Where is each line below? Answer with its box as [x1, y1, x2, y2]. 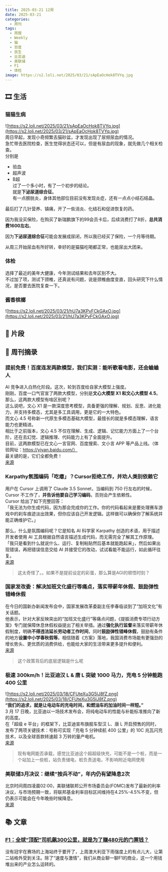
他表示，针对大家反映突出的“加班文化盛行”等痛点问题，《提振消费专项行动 [5, 615, 156, 621]
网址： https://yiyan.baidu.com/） [9, 447, 78, 453]
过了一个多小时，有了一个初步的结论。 [12, 182, 91, 188]
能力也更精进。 [5, 422, 36, 428]
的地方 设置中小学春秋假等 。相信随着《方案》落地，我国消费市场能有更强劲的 [5, 635, 163, 641]
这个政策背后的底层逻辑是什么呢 [17, 658, 83, 664]
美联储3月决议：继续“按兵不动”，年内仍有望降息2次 [5, 771, 130, 778]
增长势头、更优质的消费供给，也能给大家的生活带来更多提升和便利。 [5, 641, 145, 647]
